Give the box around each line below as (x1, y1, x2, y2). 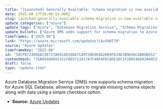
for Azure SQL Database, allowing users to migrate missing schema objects (5, 84, 156, 90)
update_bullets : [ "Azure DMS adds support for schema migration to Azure (5, 30, 158, 34)
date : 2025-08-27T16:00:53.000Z (5, 12, 70, 16)
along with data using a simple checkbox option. (5, 89, 102, 95)
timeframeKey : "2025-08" (5, 47, 55, 52)
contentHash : (5, 57, 32, 62)
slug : (5, 16, 16, 21)
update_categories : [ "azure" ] (5, 20, 66, 26)
